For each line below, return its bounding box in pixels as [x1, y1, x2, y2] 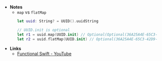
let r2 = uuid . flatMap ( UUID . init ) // [17, 37, 94, 41]
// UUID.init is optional [17, 27, 70, 32]
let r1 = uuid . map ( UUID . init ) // [17, 32, 86, 37]
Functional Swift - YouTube [17, 51, 72, 57]
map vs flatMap [17, 9, 46, 15]
